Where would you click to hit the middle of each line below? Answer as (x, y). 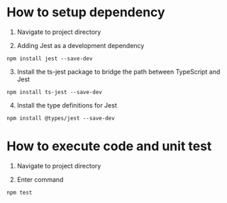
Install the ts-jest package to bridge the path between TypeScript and (118, 71)
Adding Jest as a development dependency (81, 45)
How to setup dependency (86, 12)
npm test (20, 192)
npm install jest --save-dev (50, 58)
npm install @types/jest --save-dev (61, 118)
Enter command (40, 179)
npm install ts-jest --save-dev (54, 92)
